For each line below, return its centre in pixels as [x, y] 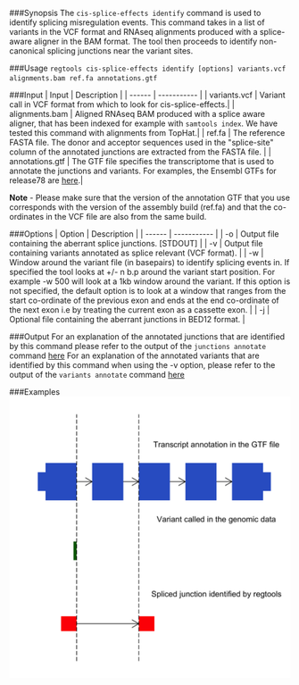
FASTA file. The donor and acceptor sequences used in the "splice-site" [141, 142]
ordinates [27, 217]
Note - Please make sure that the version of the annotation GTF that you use [149, 197]
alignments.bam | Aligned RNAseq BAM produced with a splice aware [137, 114]
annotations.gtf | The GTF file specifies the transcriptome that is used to [142, 161]
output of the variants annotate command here [97, 375]
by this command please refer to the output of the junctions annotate [137, 346]
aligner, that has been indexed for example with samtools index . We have [144, 123]
